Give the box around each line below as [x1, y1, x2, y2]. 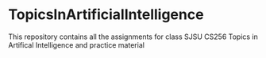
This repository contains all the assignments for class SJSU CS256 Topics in [8, 32, 258, 41]
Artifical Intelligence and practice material [8, 40, 145, 49]
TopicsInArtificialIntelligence [8, 6, 204, 24]
